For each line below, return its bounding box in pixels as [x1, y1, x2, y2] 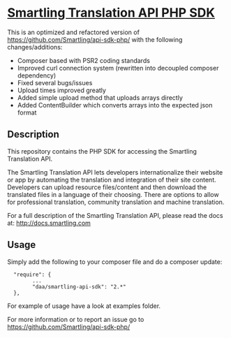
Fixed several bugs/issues [17, 78, 93, 87]
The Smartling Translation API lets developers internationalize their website [7, 168, 223, 176]
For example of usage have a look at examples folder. [7, 302, 161, 310]
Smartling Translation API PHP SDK [7, 5, 215, 21]
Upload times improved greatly [17, 86, 107, 94]
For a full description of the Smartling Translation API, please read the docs [7, 211, 223, 219]
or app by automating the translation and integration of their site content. [7, 175, 216, 184]
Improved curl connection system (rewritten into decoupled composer [17, 64, 219, 72]
